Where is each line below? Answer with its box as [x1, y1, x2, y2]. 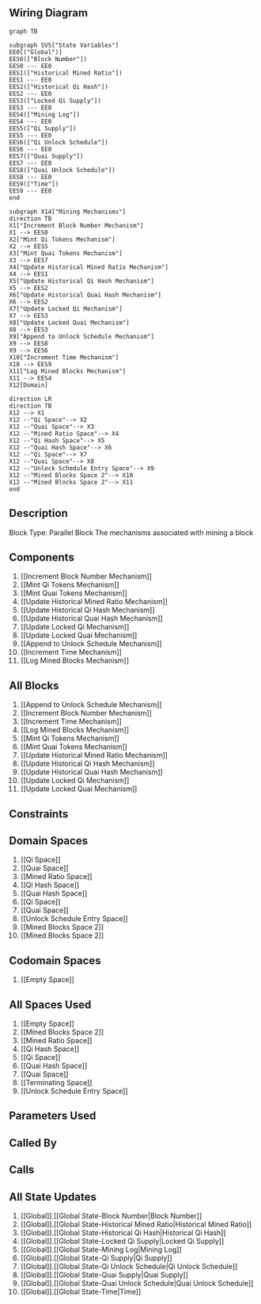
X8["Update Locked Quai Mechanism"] [9, 319, 130, 327]
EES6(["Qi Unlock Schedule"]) [9, 138, 109, 146]
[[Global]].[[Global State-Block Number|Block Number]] [20, 1211, 202, 1221]
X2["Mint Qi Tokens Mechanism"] [9, 235, 115, 243]
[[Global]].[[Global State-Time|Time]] [20, 1287, 142, 1297]
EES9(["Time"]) [9, 180, 59, 188]
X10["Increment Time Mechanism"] [9, 353, 119, 361]
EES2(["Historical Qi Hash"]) [9, 82, 109, 90]
